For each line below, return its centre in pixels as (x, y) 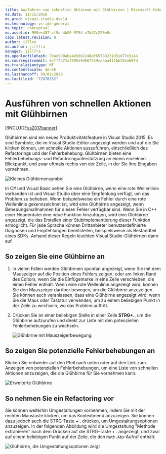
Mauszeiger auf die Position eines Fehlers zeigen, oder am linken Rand (84, 274)
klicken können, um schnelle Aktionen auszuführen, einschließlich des (77, 148)
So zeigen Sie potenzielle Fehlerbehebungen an (80, 351)
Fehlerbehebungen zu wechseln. (46, 325)
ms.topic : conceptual (27, 28)
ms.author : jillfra (25, 47)
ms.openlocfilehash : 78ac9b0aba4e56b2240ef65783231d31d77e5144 (72, 56)
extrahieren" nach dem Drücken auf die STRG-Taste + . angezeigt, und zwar (83, 432)
